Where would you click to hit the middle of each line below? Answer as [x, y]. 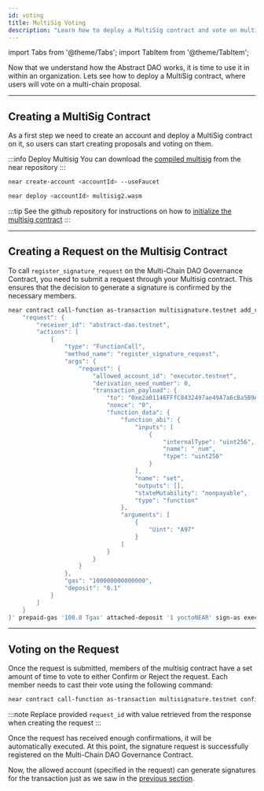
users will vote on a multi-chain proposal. [75, 84]
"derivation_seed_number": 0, [142, 383]
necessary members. [42, 295]
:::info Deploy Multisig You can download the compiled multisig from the [125, 159]
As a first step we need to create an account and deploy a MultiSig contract [130, 135]
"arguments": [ [145, 515]
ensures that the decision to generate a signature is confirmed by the [120, 287]
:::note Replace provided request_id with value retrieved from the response [130, 715]
